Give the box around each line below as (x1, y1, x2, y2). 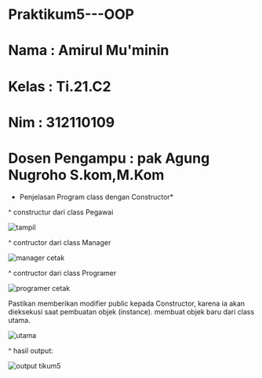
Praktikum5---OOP (8, 6, 135, 24)
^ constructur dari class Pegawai (8, 207, 114, 217)
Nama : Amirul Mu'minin (8, 42, 169, 60)
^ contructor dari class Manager (8, 237, 111, 247)
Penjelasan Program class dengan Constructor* (19, 192, 174, 201)
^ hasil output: (8, 346, 53, 355)
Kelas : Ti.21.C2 (8, 77, 111, 95)
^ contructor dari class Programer (8, 268, 117, 277)
